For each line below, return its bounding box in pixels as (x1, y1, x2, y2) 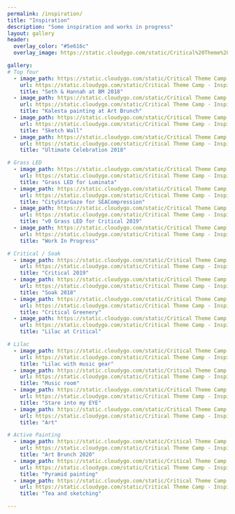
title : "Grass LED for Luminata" (20, 179, 117, 186)
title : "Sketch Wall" (20, 127, 83, 134)
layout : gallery (7, 29, 55, 37)
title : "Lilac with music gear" (20, 360, 114, 368)
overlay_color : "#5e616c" (13, 43, 90, 50)
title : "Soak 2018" (20, 289, 77, 296)
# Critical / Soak (7, 250, 61, 257)
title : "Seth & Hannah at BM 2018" (20, 88, 124, 95)
